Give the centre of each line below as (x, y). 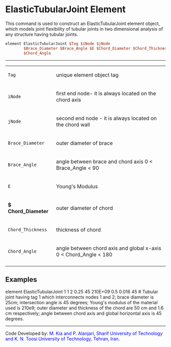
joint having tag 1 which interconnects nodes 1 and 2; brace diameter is (80, 297)
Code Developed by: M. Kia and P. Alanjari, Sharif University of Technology (84, 333)
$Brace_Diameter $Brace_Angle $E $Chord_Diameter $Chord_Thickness (96, 48)
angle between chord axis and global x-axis (108, 248)
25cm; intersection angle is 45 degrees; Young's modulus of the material (81, 303)
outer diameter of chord (84, 208)
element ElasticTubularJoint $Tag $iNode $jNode (58, 44)
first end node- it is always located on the (106, 93)
